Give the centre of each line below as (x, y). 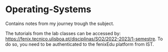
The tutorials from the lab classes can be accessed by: (63, 33)
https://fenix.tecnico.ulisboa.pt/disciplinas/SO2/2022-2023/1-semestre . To (84, 39)
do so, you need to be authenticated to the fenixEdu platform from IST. (80, 44)
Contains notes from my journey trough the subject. (60, 23)
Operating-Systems (48, 9)
